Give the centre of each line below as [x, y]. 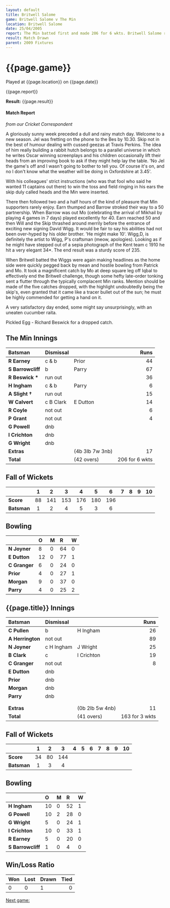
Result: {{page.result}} [30, 101]
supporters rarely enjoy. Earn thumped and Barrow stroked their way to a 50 [85, 207]
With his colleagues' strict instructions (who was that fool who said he [78, 181]
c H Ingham [59, 647]
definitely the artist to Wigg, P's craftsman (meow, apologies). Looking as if [84, 239]
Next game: [18, 900]
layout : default [23, 10]
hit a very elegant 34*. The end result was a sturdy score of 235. [73, 250]
